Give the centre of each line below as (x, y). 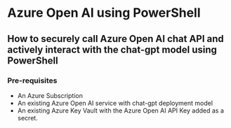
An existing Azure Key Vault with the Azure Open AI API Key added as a (121, 111)
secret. (28, 118)
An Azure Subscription (50, 95)
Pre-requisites (32, 80)
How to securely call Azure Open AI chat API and (116, 39)
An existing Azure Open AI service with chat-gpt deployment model (115, 103)
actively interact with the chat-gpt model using (112, 49)
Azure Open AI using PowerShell (104, 13)
